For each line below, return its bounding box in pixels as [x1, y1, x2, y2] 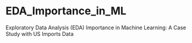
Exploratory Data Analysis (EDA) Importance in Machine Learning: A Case [5, 24, 186, 31]
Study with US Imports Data [5, 30, 74, 37]
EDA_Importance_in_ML [5, 4, 126, 18]
